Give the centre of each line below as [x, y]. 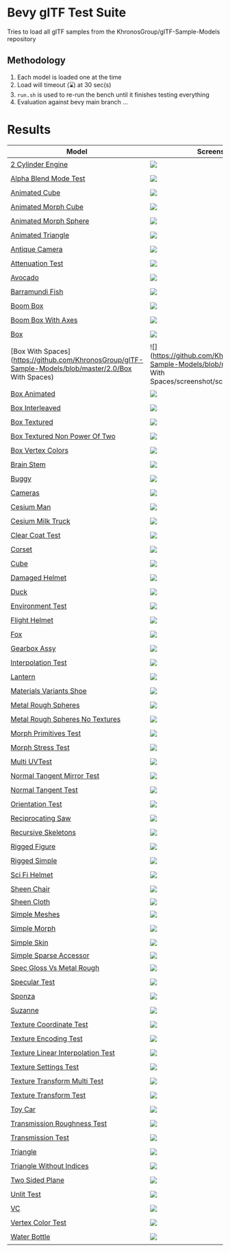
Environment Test [39, 606]
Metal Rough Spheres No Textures [66, 720]
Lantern [23, 677]
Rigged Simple [34, 861]
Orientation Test [36, 804]
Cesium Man [31, 507]
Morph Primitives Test [46, 733]
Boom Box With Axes [44, 320]
